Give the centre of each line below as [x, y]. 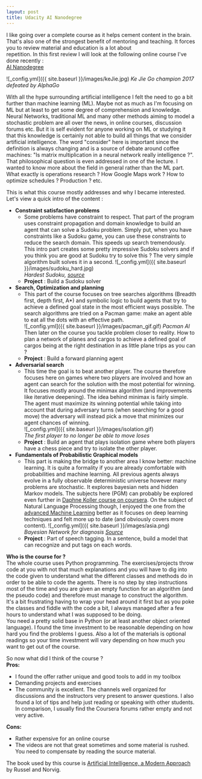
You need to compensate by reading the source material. [86, 751]
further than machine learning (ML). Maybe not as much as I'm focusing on [99, 103]
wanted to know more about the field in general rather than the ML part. [95, 168]
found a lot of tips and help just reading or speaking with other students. [105, 702]
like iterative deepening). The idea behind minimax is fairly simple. [106, 396]
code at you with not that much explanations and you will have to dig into [97, 569]
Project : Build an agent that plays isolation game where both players [109, 442]
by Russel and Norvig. [34, 769]
